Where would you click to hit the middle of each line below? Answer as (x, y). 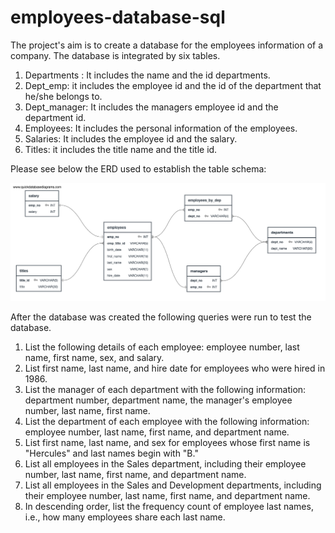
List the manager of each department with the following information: (165, 390)
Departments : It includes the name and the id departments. (147, 75)
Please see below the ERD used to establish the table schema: (138, 168)
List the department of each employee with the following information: (167, 422)
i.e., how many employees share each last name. (125, 517)
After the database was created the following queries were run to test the (161, 317)
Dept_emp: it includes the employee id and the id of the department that (173, 85)
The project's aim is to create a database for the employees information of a (167, 45)
